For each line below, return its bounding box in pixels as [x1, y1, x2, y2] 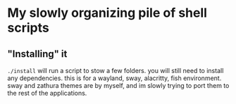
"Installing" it [7, 48, 68, 60]
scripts [7, 20, 49, 36]
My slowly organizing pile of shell [7, 5, 208, 21]
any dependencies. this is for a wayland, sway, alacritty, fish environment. [7, 74, 222, 82]
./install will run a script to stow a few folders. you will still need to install [7, 67, 224, 74]
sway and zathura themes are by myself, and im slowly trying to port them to [7, 82, 230, 89]
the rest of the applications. [7, 89, 87, 97]
